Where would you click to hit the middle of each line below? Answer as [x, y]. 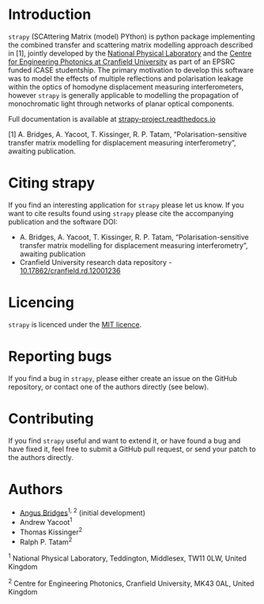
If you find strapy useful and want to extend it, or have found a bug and [124, 440]
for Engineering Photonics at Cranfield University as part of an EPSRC [122, 62]
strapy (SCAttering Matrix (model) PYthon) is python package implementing [132, 36]
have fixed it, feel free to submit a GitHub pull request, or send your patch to [132, 449]
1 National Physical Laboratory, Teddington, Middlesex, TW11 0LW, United [128, 557]
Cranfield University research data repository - [96, 262]
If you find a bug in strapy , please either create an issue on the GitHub [123, 378]
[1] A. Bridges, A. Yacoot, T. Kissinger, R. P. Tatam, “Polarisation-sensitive [128, 134]
